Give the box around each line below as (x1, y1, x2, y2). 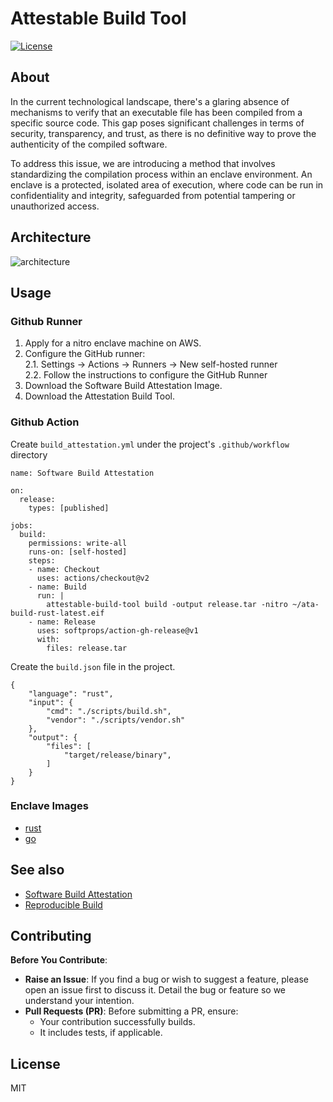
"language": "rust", (28, 688, 114, 699)
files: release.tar (46, 643, 128, 653)
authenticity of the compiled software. (10, 138, 168, 150)
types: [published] (28, 503, 110, 513)
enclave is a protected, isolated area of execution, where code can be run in (10, 178, 324, 191)
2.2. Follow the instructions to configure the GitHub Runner (24, 369, 268, 381)
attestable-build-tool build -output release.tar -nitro (46, 599, 288, 609)
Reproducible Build (24, 898, 103, 911)
